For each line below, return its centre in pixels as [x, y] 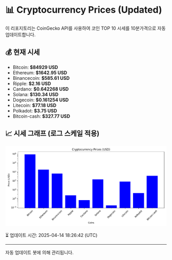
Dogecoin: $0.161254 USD [41, 100]
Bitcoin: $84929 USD [35, 67]
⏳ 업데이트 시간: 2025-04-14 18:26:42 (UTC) [51, 235]
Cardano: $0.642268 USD [41, 89]
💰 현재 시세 [23, 52]
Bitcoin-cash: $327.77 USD [41, 116]
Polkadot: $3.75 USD [35, 111]
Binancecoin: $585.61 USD [41, 78]
